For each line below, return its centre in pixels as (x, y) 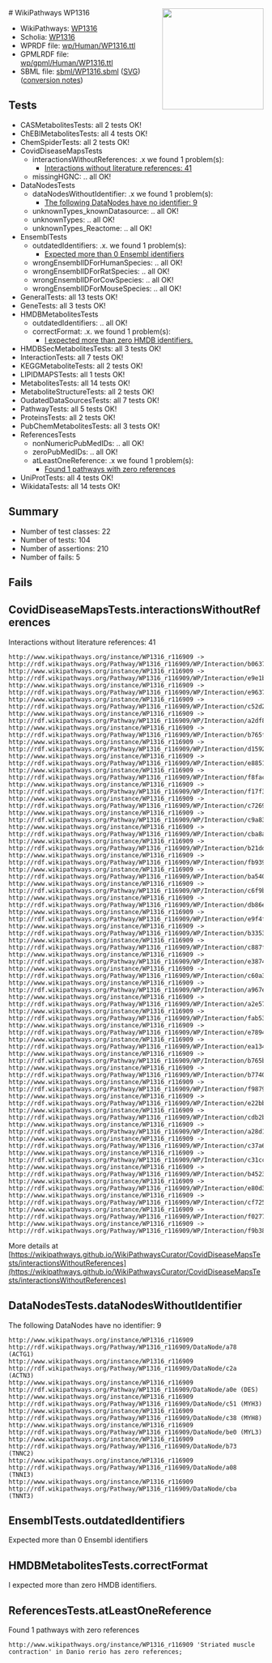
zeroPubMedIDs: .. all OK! (75, 452)
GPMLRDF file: (45, 54)
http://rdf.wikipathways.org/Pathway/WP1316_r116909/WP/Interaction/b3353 (137, 933)
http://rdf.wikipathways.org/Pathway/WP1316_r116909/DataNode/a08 (123, 1467)
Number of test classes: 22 (65, 531)
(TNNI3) (21, 1474)
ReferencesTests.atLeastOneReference (110, 1610)
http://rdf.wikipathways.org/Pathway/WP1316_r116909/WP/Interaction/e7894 (137, 1032)
